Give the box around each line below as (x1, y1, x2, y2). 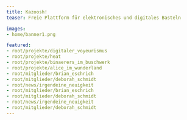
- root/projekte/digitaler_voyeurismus (6, 48, 108, 54)
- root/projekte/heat (6, 54, 62, 60)
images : (6, 26, 26, 32)
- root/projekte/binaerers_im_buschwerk (6, 59, 111, 65)
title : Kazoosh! (6, 9, 48, 15)
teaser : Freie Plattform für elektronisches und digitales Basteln (6, 15, 182, 21)
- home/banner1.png (6, 31, 56, 37)
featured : (6, 42, 32, 49)
